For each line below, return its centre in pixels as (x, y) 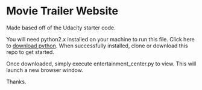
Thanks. (16, 82)
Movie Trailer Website (62, 11)
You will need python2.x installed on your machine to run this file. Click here (100, 39)
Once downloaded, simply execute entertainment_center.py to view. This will (101, 64)
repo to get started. (30, 52)
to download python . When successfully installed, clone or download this (97, 46)
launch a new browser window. (45, 70)
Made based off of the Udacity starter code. (61, 28)
